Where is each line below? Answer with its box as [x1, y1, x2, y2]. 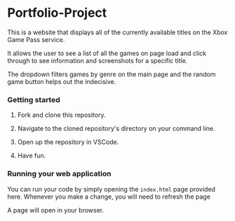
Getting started [7, 94, 61, 104]
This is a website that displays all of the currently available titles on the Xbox [7, 28, 228, 36]
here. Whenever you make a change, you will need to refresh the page [7, 192, 210, 201]
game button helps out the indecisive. [7, 77, 116, 85]
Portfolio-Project [7, 5, 107, 21]
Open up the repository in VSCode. [17, 138, 119, 146]
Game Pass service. [7, 35, 65, 43]
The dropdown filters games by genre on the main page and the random [7, 70, 216, 78]
